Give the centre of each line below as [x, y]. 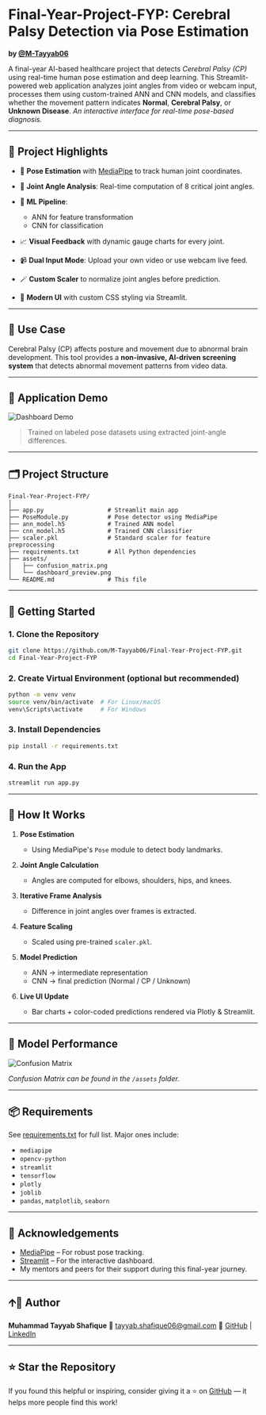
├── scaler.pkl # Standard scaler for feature [110, 538]
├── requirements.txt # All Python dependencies [102, 552]
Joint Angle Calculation [59, 865]
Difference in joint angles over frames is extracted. [114, 911]
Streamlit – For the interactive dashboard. [87, 1261]
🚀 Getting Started [52, 611]
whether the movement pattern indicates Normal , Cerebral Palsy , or [120, 102]
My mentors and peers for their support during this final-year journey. [133, 1269]
